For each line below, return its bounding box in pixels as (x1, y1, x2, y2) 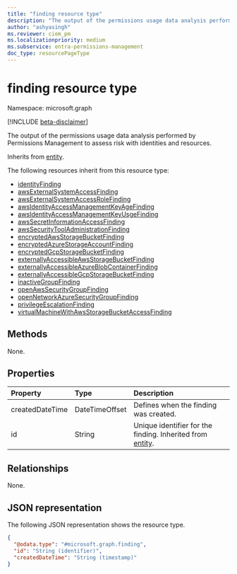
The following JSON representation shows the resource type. (7, 521, 186, 529)
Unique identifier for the (133, 420, 213, 430)
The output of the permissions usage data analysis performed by (7, 131, 196, 139)
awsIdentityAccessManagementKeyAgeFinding (17, 202, 155, 211)
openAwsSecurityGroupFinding (17, 285, 109, 294)
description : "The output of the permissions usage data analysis (7, 17, 207, 24)
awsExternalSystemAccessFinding (17, 187, 119, 195)
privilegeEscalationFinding (17, 300, 95, 309)
